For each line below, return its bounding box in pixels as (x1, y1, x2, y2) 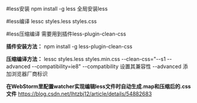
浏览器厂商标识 (11, 70, 48, 77)
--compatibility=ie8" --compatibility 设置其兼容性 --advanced (31, 63, 182, 70)
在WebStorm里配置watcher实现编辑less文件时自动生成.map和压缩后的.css (6, 83, 191, 90)
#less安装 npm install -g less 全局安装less (6, 5, 108, 12)
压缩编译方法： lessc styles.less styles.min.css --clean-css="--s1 (6, 56, 166, 62)
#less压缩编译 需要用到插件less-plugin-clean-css (6, 30, 126, 37)
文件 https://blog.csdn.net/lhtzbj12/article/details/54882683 (6, 91, 152, 97)
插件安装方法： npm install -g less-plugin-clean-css (6, 43, 133, 50)
